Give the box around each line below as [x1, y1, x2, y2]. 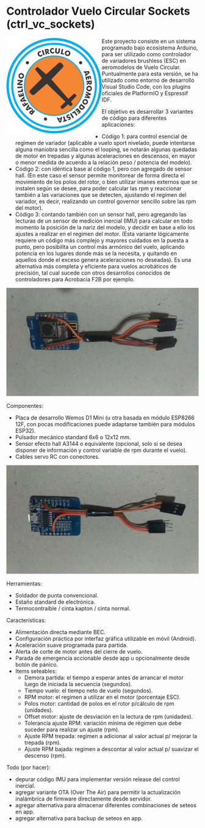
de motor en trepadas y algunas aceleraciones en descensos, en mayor [15, 152, 195, 160]
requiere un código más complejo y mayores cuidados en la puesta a [15, 237, 189, 244]
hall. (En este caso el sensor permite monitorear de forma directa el [15, 171, 185, 179]
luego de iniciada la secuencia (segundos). [24, 680, 132, 687]
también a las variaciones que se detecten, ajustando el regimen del [15, 191, 187, 198]
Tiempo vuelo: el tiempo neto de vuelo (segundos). [24, 687, 153, 694]
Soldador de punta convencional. [15, 591, 99, 599]
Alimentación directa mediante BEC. [15, 628, 106, 635]
